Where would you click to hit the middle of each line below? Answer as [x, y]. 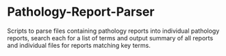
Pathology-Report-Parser [81, 12]
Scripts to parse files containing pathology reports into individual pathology [113, 31]
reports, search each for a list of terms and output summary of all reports [110, 38]
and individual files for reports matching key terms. [79, 45]
